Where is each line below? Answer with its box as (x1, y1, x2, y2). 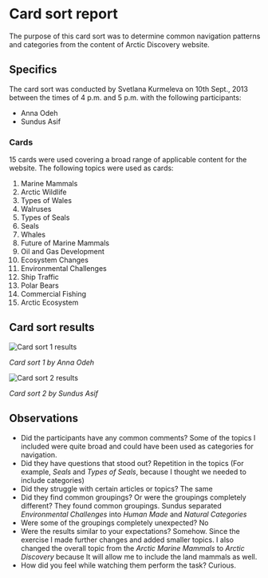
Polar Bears (20, 281, 59, 290)
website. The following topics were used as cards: (9, 163, 174, 173)
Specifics (9, 63, 57, 77)
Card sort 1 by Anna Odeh (9, 357, 95, 367)
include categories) (20, 475, 85, 484)
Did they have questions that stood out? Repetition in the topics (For (20, 458, 244, 468)
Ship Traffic (20, 273, 59, 282)
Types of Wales (20, 196, 73, 205)
